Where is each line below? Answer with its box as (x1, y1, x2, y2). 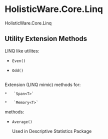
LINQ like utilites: (4, 47, 39, 53)
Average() (11, 119, 33, 124)
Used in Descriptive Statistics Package (11, 128, 92, 134)
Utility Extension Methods (4, 34, 87, 43)
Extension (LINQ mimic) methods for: (4, 81, 81, 88)
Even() (11, 58, 26, 63)
